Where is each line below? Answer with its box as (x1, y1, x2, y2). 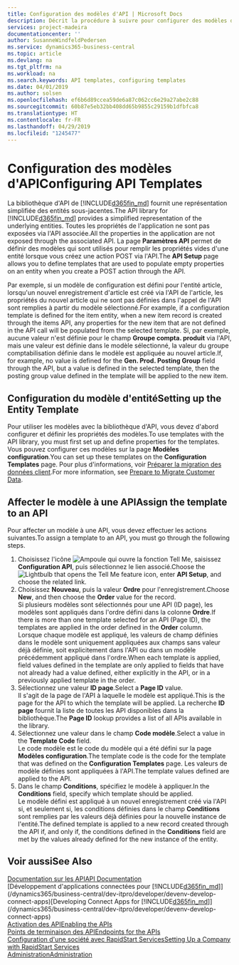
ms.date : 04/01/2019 (7, 83, 69, 90)
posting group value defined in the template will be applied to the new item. (7, 372, 228, 380)
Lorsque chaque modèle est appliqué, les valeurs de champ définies (17, 630, 218, 639)
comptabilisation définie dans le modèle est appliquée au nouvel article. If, (7, 349, 223, 358)
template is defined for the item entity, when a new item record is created (7, 311, 223, 320)
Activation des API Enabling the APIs (7, 919, 112, 928)
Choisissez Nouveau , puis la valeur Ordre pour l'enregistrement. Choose (17, 585, 230, 593)
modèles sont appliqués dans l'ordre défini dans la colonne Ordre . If (17, 607, 216, 616)
